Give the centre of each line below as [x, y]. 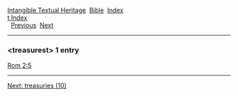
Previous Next [32, 25]
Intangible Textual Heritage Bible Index [66, 10]
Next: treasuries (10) [37, 86]
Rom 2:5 [19, 66]
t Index [17, 18]
